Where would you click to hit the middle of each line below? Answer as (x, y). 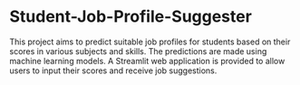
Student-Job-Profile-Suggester (131, 17)
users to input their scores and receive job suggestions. (113, 71)
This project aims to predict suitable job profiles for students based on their (150, 42)
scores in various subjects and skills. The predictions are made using (138, 51)
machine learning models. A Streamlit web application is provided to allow (147, 61)
